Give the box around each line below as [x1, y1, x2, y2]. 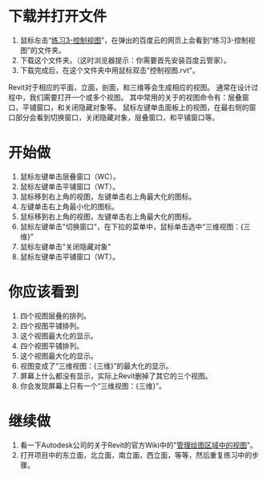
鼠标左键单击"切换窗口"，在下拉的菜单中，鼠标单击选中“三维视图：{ [19, 221, 244, 231]
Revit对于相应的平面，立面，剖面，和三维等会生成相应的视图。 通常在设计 [8, 82, 252, 92]
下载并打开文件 [8, 7, 107, 26]
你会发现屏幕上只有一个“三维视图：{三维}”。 [19, 381, 167, 390]
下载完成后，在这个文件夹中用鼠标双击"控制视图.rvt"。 [19, 65, 200, 75]
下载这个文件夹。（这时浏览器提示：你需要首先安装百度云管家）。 [19, 55, 231, 65]
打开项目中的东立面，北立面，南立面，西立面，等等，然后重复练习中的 [19, 450, 253, 459]
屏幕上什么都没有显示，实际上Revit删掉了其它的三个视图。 [19, 370, 212, 381]
